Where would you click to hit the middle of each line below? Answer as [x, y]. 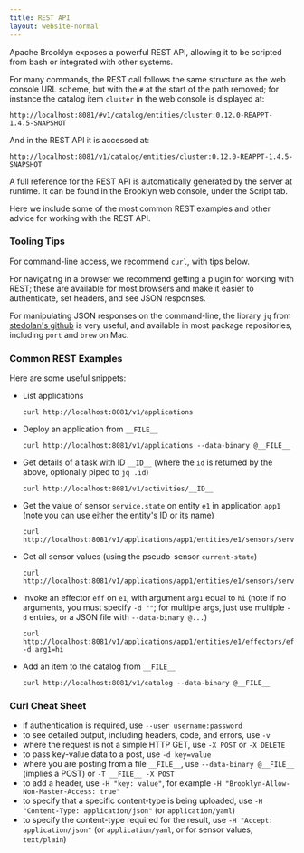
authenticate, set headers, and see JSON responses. [108, 298]
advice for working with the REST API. [80, 218]
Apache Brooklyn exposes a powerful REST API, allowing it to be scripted [146, 52]
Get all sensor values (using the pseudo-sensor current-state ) [140, 557]
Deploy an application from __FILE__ [90, 429]
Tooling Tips [37, 241]
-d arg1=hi [43, 650]
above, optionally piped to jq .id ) [85, 472]
